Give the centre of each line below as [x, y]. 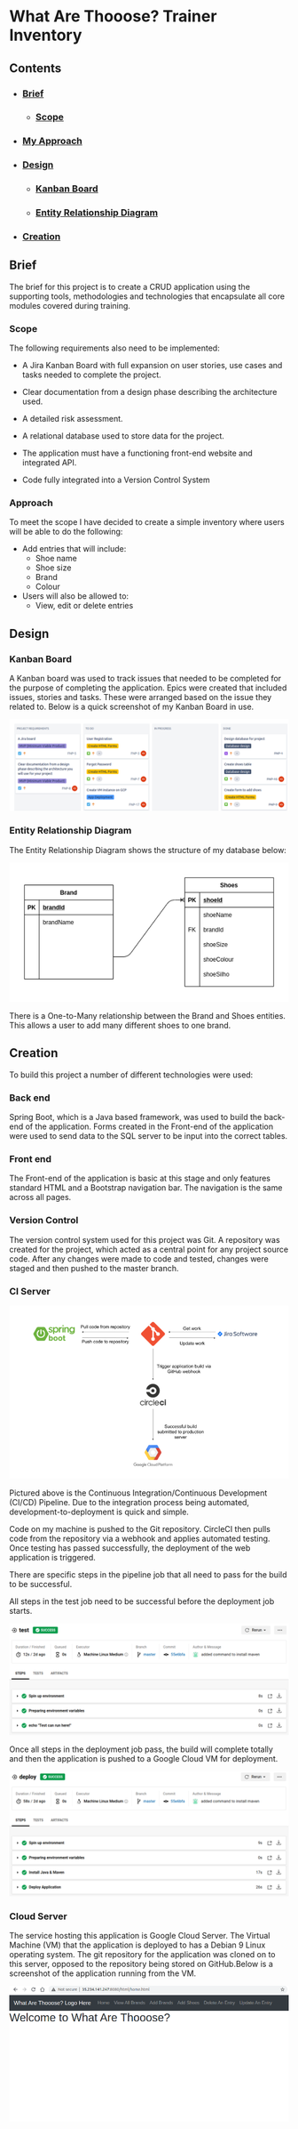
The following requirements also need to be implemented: [114, 348]
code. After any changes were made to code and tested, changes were [139, 1258]
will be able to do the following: [66, 532]
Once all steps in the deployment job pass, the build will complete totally [141, 1749]
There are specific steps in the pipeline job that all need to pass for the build [148, 1574]
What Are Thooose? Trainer [113, 16]
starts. [21, 1610]
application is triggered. [52, 1557]
